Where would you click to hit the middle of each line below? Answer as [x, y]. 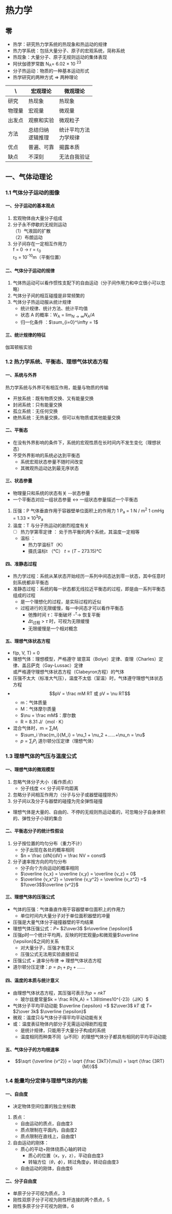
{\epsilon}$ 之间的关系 [36, 941]
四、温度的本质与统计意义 [32, 980]
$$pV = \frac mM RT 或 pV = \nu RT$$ [90, 693]
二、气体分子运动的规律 [30, 270]
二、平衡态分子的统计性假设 [35, 831]
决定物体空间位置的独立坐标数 [44, 1106]
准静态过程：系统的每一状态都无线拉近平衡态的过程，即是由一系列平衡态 [89, 589]
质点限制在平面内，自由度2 [49, 1130]
